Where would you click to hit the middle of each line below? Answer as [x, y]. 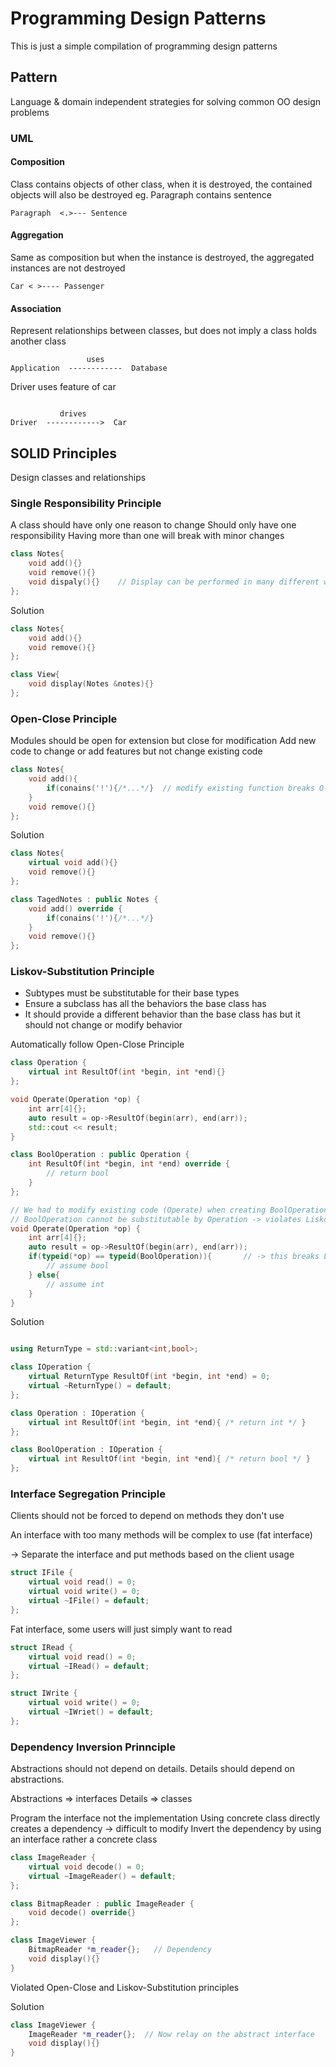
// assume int [75, 1284]
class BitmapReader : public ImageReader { [102, 1903]
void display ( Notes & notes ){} [91, 684]
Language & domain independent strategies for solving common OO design [166, 101]
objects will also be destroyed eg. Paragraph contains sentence [141, 194]
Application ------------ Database [89, 368]
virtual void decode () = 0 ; [86, 1867]
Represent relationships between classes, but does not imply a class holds [164, 331]
